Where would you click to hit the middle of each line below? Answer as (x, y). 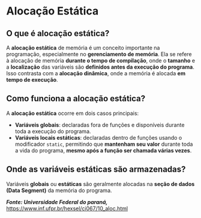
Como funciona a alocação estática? (76, 98)
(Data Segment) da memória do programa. (59, 190)
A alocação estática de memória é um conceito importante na (83, 48)
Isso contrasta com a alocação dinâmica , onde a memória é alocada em (96, 73)
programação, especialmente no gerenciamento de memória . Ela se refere (99, 54)
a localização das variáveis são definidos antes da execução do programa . (100, 67)
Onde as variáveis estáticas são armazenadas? (96, 170)
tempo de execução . (32, 80)
